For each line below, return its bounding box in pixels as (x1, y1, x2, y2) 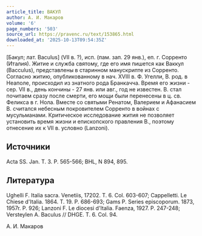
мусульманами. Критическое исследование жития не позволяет (6, 111, 175, 119)
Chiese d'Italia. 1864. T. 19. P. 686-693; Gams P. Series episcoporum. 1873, (6, 198, 195, 205)
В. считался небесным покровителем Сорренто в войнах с (6, 105, 160, 112)
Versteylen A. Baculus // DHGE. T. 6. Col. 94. (6, 211, 118, 218)
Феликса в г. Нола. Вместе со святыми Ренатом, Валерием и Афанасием (6, 99, 196, 106)
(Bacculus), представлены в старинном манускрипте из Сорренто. (6, 67, 179, 73)
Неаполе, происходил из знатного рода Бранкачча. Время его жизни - (6, 79, 190, 87)
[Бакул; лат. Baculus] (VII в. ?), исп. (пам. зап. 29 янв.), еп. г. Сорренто (6, 54, 187, 61)
